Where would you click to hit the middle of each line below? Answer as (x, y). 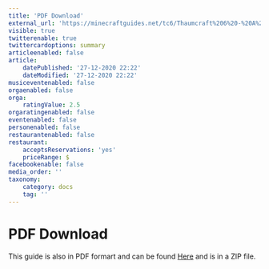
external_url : (32, 23)
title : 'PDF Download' (46, 16)
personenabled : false (44, 127)
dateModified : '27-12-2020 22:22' (80, 75)
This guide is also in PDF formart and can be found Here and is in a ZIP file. (132, 256)
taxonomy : (25, 180)
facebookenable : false (46, 165)
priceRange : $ (46, 157)
